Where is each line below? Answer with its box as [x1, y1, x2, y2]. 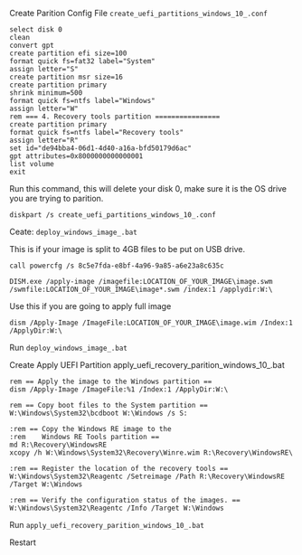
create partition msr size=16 [9, 72, 124, 81]
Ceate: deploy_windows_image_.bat [9, 226, 137, 237]
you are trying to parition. [9, 193, 104, 203]
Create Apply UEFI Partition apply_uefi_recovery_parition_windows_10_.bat [9, 360, 285, 370]
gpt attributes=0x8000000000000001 [9, 152, 144, 161]
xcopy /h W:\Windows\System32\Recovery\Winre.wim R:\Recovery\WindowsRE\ [9, 448, 294, 457]
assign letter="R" [9, 136, 79, 145]
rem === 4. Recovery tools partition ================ [9, 112, 221, 121]
